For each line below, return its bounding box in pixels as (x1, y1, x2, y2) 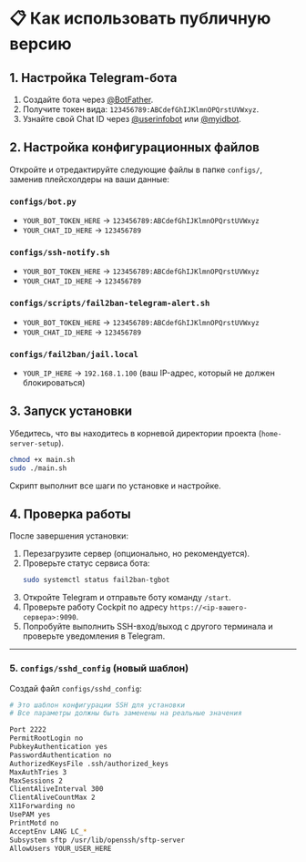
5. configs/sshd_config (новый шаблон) (9, 662, 189, 675)
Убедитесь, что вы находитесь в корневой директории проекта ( (9, 427, 262, 438)
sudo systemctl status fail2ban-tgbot (22, 576, 170, 585)
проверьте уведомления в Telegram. (22, 631, 166, 641)
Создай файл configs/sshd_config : (9, 682, 143, 693)
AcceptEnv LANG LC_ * (9, 826, 88, 836)
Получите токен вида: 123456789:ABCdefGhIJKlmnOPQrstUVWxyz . (22, 104, 260, 115)
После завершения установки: (9, 530, 129, 541)
